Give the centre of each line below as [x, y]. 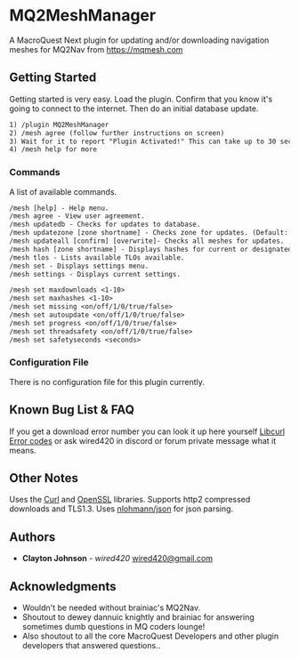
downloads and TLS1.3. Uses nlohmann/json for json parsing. [121, 509]
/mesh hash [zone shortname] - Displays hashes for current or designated [151, 249]
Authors [32, 537]
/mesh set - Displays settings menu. [79, 266]
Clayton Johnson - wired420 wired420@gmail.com [117, 559]
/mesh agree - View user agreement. [77, 216]
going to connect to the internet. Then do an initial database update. [134, 108]
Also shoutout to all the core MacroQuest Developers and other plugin [150, 636]
